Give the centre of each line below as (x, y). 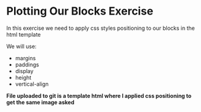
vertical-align (32, 84)
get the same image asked (40, 102)
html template (24, 34)
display (24, 71)
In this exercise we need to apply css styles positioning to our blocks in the (101, 28)
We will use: (21, 46)
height (23, 77)
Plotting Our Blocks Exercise (80, 11)
